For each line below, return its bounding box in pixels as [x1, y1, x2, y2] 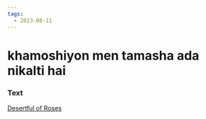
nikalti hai [7, 62, 66, 79]
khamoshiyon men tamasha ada [7, 47, 200, 64]
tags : [7, 10, 23, 18]
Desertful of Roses [7, 103, 62, 112]
